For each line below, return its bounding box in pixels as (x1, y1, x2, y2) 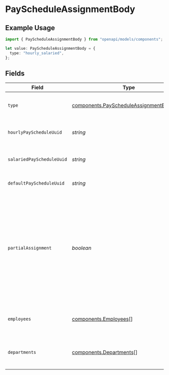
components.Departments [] (72, 349, 138, 356)
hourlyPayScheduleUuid (8, 130, 62, 135)
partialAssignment (8, 245, 52, 251)
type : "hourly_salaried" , (10, 50, 64, 56)
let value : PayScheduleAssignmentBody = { (5, 46, 96, 51)
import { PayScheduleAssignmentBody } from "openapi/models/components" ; (5, 37, 163, 42)
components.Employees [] (72, 316, 133, 323)
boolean (72, 245, 92, 252)
